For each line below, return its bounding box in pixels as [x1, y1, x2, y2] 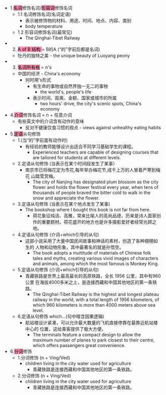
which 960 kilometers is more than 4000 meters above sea [32, 302, 155, 308]
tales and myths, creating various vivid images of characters [32, 255, 158, 261]
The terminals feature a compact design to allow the [32, 332, 141, 337]
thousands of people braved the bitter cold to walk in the [32, 189, 150, 195]
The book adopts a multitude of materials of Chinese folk [32, 250, 151, 256]
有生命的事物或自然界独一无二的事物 [32, 83, 108, 89]
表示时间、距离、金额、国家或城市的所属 [32, 95, 117, 101]
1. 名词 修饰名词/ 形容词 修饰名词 [10, 5, 73, 11]
